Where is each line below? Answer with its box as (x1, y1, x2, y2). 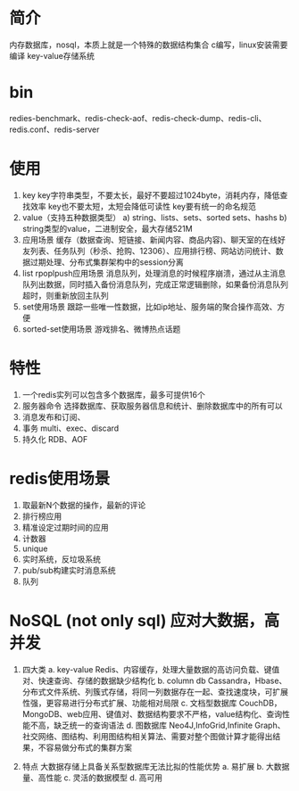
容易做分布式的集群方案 (46, 742, 132, 753)
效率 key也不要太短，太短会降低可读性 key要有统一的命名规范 (29, 201, 256, 211)
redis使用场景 (9, 468, 111, 489)
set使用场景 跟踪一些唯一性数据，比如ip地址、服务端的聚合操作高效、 (21, 301, 278, 312)
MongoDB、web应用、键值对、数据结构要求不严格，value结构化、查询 (21, 708, 283, 719)
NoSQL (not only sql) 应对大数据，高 (9, 610, 280, 630)
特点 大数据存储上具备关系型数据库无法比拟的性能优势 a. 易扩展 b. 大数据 (21, 761, 290, 771)
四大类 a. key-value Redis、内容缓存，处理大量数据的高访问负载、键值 (21, 663, 280, 674)
